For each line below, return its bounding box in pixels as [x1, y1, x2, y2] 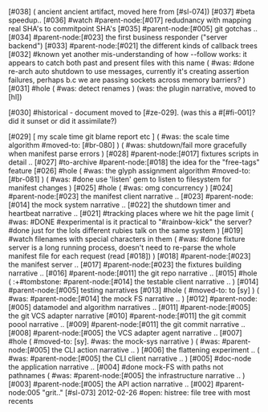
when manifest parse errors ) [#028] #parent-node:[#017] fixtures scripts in [8, 149, 259, 158]
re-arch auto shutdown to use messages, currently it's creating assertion [8, 67, 250, 75]
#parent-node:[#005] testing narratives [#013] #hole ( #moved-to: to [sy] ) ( [8, 285, 260, 295]
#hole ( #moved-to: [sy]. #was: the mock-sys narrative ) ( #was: [8, 337, 221, 346]
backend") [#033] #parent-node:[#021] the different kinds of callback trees [8, 41, 258, 51]
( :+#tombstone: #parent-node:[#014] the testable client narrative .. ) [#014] [8, 277, 259, 286]
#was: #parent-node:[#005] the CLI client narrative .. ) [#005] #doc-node [8, 353, 252, 363]
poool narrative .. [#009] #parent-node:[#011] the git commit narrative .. [8, 320, 246, 328]
